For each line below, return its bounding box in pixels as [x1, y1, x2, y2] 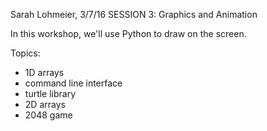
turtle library [24, 88, 77, 99]
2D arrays [24, 99, 66, 110]
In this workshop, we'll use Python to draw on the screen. [10, 28, 247, 39]
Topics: [10, 47, 41, 59]
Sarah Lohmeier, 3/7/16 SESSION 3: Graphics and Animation [10, 9, 258, 20]
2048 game [24, 109, 73, 121]
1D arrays [24, 67, 65, 78]
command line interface [24, 77, 123, 89]
